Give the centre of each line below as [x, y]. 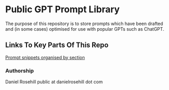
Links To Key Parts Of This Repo [57, 45]
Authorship [20, 71]
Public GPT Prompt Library [63, 9]
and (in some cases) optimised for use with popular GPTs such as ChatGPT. [85, 29]
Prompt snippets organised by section [45, 57]
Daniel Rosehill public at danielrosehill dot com [54, 82]
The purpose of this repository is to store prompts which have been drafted [84, 24]
